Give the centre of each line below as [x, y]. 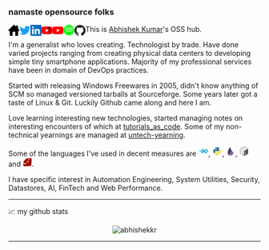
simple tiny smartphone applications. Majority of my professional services [130, 62]
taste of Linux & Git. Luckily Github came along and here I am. [110, 103]
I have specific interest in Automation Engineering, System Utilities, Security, [134, 180]
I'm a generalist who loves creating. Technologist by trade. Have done [124, 45]
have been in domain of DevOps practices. [79, 70]
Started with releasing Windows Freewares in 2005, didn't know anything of [133, 85]
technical [23, 135]
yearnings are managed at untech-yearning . [112, 135]
